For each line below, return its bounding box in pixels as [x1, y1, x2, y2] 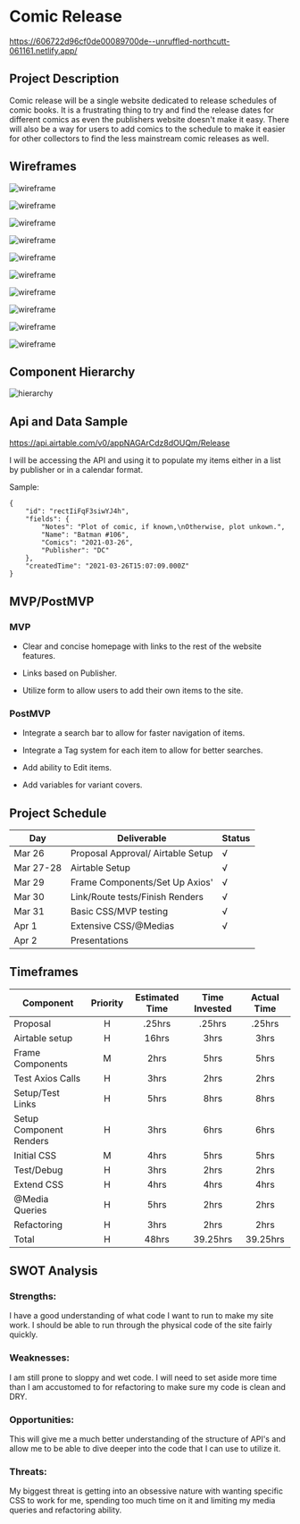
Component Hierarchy [9, 364, 136, 379]
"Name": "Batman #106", [41, 530, 129, 540]
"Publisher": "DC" [41, 546, 110, 555]
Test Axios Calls [13, 1072, 81, 1084]
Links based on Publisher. [21, 668, 118, 678]
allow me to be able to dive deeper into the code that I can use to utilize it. [9, 1444, 281, 1454]
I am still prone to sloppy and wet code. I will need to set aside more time [9, 1372, 278, 1383]
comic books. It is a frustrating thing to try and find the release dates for [9, 105, 274, 115]
